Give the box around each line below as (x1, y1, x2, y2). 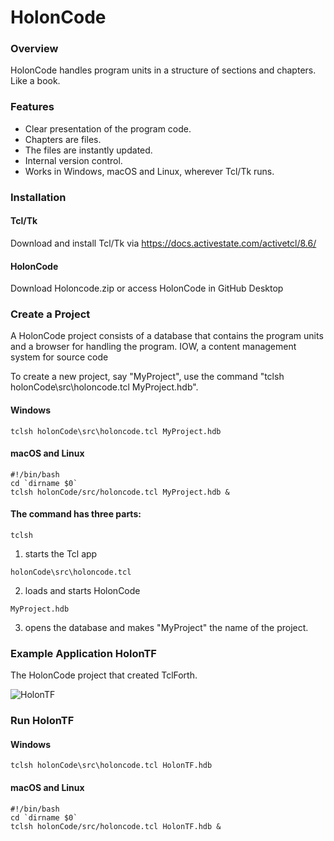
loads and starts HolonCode (24, 585, 141, 597)
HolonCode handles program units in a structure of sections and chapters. (10, 64, 317, 76)
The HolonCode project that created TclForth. (10, 669, 198, 681)
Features (10, 100, 55, 114)
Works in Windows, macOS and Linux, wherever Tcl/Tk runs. (24, 165, 275, 177)
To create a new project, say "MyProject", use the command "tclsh (10, 371, 285, 383)
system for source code (10, 351, 109, 363)
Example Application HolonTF (10, 646, 157, 660)
